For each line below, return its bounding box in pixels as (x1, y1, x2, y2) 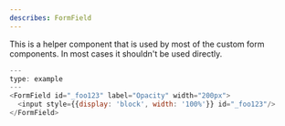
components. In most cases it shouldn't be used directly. (9, 47, 223, 59)
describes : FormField (9, 13, 92, 23)
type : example (9, 74, 64, 83)
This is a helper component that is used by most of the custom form (9, 38, 265, 49)
